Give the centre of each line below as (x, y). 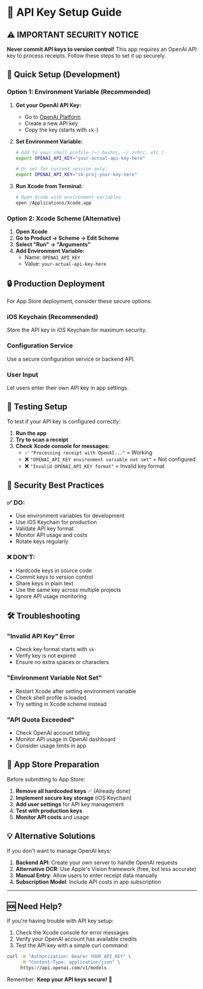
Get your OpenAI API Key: (48, 105)
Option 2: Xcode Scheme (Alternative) (64, 218)
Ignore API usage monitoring (51, 596)
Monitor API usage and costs (52, 535)
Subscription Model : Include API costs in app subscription (88, 882)
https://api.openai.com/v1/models (64, 968)
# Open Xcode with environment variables (68, 197)
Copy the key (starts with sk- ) (61, 130)
